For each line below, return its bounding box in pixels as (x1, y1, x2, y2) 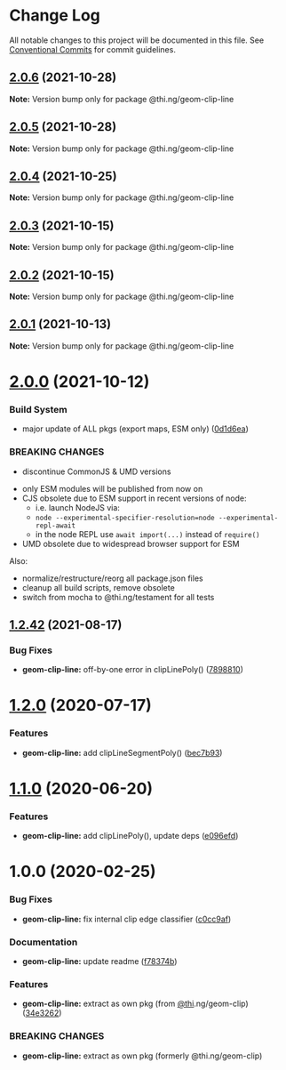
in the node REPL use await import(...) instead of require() (35, 528, 260, 539)
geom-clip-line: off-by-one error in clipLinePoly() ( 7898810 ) (21, 664, 244, 675)
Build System (9, 403, 68, 415)
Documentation (9, 936, 78, 948)
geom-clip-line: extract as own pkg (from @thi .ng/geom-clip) (21, 998, 249, 1010)
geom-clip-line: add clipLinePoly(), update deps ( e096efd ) (21, 831, 239, 841)
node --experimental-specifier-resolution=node (35, 513, 215, 522)
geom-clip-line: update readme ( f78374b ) (21, 956, 178, 967)
